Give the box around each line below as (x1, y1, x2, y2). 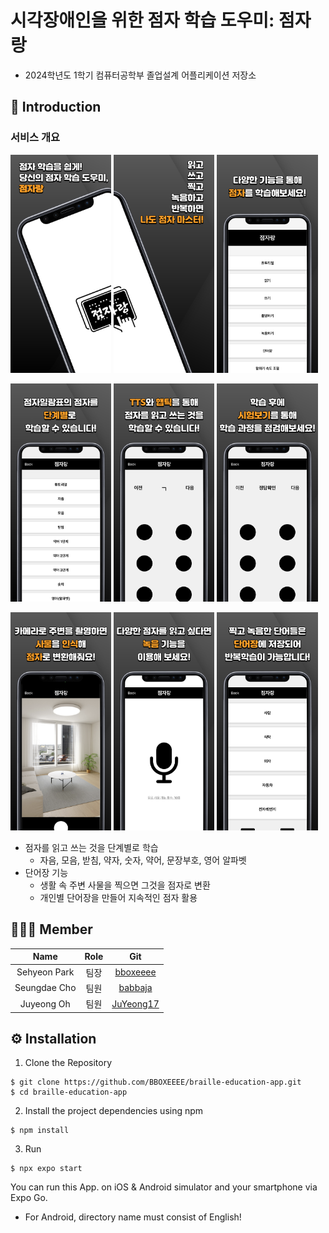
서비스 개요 (10, 131, 61, 145)
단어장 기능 (24, 866, 69, 878)
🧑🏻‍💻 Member (10, 921, 93, 938)
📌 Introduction (10, 99, 102, 116)
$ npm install (10, 1126, 70, 1136)
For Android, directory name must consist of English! (24, 1211, 242, 1223)
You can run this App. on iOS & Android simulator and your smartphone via (10, 1181, 318, 1193)
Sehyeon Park (16, 966, 75, 978)
